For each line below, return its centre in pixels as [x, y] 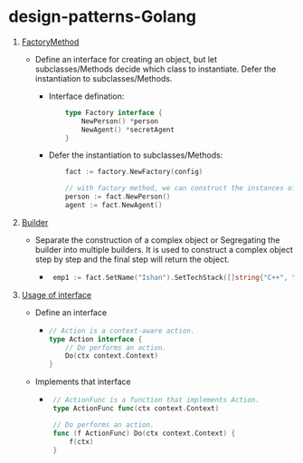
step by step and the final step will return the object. [132, 259]
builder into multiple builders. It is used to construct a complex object [164, 249]
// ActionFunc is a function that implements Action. [156, 400]
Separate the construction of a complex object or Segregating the [157, 240]
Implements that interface [83, 381]
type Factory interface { [114, 112]
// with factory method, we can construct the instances [175, 188]
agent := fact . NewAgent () [114, 206]
